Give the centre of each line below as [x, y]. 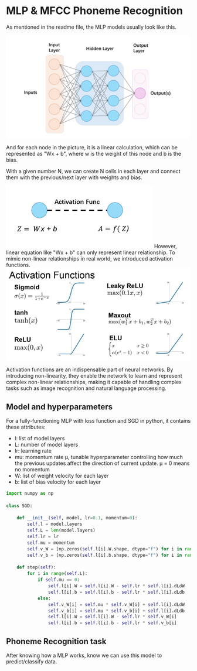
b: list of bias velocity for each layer [58, 482]
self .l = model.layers [55, 524]
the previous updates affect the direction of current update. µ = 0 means [102, 463]
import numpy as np [30, 493]
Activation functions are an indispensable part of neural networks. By [90, 369]
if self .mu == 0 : [59, 580]
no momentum [32, 469]
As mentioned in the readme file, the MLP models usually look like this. [91, 27]
